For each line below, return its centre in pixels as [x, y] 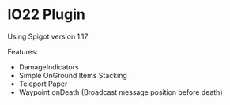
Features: [23, 51]
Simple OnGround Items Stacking [73, 75]
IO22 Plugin [47, 15]
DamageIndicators [49, 67]
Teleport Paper [43, 84]
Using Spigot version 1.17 [48, 36]
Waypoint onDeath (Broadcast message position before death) [121, 92]
